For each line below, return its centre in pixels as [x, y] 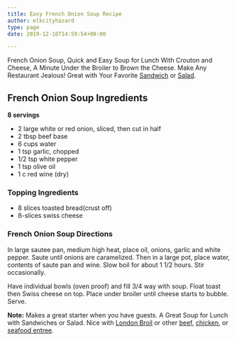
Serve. [17, 301]
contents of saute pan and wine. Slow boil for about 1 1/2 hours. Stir [106, 265]
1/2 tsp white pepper [48, 159]
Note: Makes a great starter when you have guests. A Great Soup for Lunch [118, 315]
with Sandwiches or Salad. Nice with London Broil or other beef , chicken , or [118, 322]
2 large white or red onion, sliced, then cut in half [89, 129]
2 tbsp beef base [43, 137]
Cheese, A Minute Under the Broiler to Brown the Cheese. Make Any [107, 68]
